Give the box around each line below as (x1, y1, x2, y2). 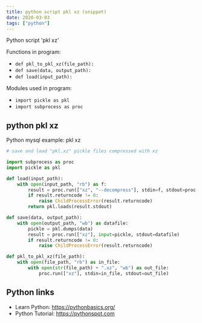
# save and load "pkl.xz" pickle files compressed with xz (6, 148, 158, 154)
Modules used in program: (6, 85, 72, 92)
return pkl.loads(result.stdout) (28, 204, 112, 210)
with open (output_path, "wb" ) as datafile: (17, 220, 129, 226)
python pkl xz (6, 120, 59, 131)
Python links (6, 287, 54, 298)
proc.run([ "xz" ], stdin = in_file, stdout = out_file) (38, 270, 169, 276)
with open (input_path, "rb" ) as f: (17, 181, 107, 188)
